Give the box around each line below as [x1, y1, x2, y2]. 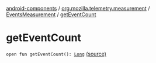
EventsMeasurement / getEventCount [6, 11, 96, 18]
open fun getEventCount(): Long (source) [6, 50, 107, 57]
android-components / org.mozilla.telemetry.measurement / [6, 5, 150, 12]
